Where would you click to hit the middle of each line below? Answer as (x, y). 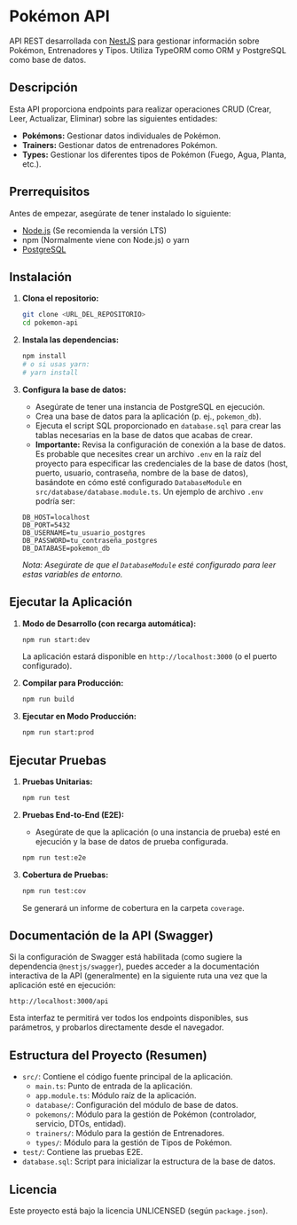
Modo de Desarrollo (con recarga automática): (109, 624)
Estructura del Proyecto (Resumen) (108, 1055)
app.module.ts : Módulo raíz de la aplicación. (116, 1095)
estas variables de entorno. (72, 574)
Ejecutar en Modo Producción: (79, 717)
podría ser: (55, 501)
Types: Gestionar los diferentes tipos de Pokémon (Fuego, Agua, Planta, (154, 154)
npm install (44, 357)
